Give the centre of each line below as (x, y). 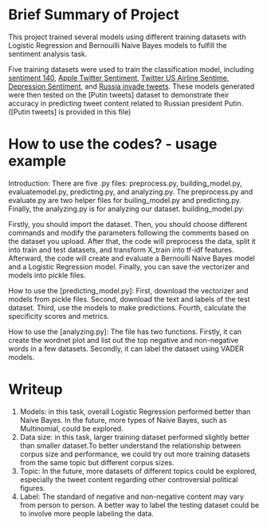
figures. (32, 488)
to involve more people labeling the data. (86, 513)
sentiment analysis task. (48, 54)
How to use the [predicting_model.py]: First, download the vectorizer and (128, 290)
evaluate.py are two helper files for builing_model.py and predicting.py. (125, 200)
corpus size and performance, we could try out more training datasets (135, 454)
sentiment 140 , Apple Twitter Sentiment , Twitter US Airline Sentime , (119, 78)
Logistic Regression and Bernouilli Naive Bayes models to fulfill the (118, 45)
